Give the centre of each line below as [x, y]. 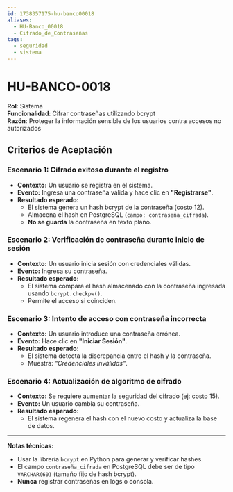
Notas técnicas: [31, 446]
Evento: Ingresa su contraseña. [62, 271]
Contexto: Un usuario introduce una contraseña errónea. [99, 334]
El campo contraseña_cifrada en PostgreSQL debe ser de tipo [106, 467]
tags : [15, 40]
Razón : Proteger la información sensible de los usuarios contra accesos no [114, 121]
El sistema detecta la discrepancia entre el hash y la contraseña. [119, 356]
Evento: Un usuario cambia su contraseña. [78, 404]
